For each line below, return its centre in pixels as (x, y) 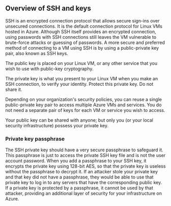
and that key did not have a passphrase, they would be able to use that (79, 177)
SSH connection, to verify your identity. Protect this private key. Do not (79, 84)
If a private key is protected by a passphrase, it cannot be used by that (79, 188)
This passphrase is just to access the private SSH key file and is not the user (85, 155)
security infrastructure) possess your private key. (57, 125)
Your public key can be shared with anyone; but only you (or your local (79, 120)
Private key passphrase (35, 139)
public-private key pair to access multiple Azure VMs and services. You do (83, 105)
